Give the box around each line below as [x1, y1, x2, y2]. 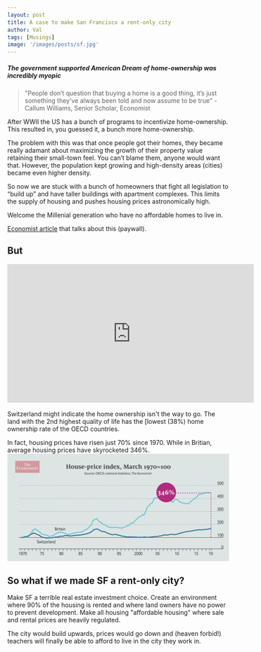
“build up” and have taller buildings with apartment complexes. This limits [7, 190, 220, 199]
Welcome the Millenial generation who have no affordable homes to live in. [7, 211, 223, 220]
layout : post [7, 11, 46, 18]
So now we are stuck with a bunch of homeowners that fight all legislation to [7, 182, 229, 191]
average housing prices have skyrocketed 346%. [7, 446, 150, 454]
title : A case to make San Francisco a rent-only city [7, 18, 172, 26]
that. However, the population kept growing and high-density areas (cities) [7, 161, 223, 170]
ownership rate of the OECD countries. [7, 425, 120, 433]
